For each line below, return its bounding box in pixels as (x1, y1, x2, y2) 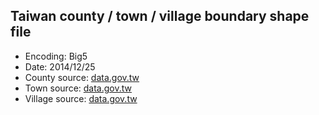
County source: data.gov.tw (24, 71, 140, 83)
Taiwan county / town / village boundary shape (10, 8, 310, 25)
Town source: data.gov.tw (24, 82, 132, 94)
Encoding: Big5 (24, 50, 88, 62)
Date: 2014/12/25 (24, 60, 96, 73)
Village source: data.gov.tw (24, 92, 138, 104)
